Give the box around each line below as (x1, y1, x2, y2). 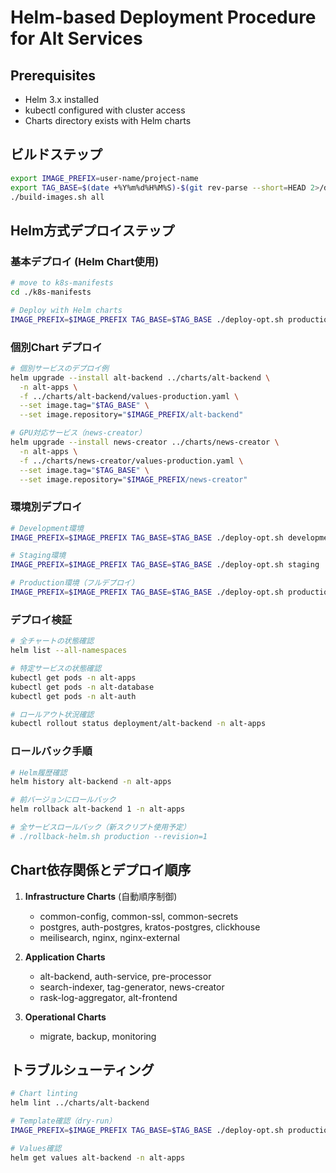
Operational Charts (24, 1011, 107, 1023)
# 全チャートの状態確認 (10, 636, 95, 646)
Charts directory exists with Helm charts (24, 115, 192, 126)
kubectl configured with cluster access (24, 104, 186, 116)
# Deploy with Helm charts (10, 305, 123, 315)
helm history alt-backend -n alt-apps (10, 777, 172, 787)
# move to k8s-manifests (10, 278, 114, 288)
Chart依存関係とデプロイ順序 (10, 862, 192, 879)
